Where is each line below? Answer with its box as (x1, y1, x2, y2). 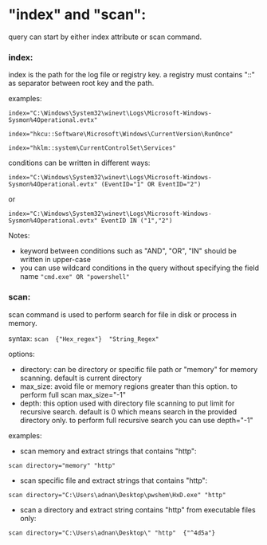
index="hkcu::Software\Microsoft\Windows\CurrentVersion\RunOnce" (8, 130, 234, 139)
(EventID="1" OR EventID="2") (100, 181, 202, 189)
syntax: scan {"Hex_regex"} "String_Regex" (8, 333, 159, 343)
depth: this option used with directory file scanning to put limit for (19, 398, 235, 408)
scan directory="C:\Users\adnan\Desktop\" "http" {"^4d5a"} (8, 528, 216, 537)
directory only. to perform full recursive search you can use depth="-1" (19, 415, 253, 425)
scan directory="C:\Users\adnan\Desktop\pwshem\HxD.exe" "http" (8, 491, 226, 499)
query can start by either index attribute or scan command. (8, 32, 202, 41)
